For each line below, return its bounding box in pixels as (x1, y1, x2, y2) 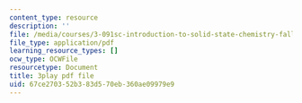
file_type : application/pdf (9, 38, 115, 47)
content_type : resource (9, 13, 99, 22)
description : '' (9, 21, 70, 30)
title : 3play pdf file (9, 72, 94, 81)
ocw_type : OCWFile (9, 55, 78, 64)
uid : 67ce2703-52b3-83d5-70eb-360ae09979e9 (9, 80, 175, 89)
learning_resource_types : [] (9, 47, 119, 56)
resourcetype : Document (9, 64, 99, 73)
